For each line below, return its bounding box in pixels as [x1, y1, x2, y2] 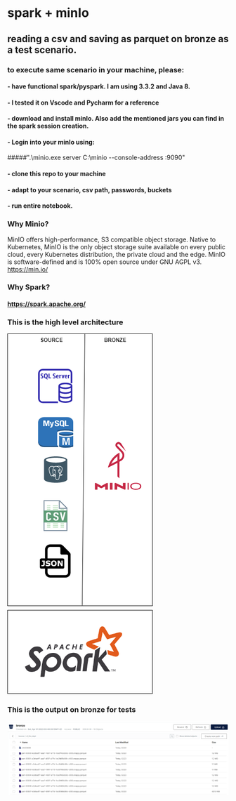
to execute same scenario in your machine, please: [7, 65, 185, 74]
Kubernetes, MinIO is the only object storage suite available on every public [7, 242, 226, 251]
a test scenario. [7, 44, 77, 55]
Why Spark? [7, 282, 51, 292]
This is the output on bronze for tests [7, 705, 136, 715]
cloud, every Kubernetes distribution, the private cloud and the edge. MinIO [7, 250, 226, 258]
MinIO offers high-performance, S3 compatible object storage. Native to [7, 235, 216, 244]
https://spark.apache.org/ [7, 300, 86, 308]
